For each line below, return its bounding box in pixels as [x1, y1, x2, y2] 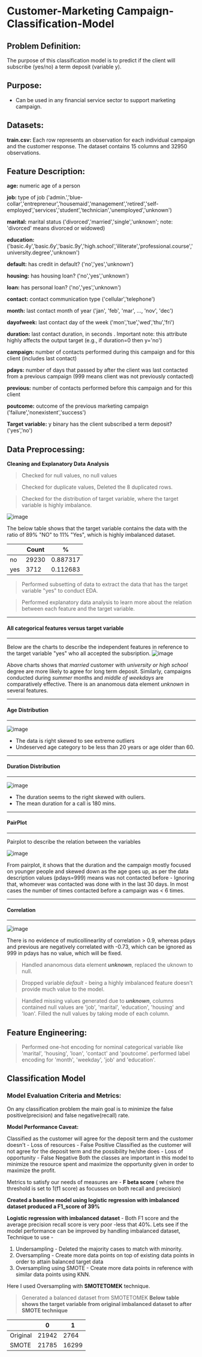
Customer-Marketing [7, 4, 114, 18]
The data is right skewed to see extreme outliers [15, 737, 135, 744]
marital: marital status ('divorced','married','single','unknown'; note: [7, 218, 173, 226]
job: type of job [7, 194, 46, 201]
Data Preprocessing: [7, 444, 86, 455]
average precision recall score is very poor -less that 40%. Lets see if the [7, 1221, 188, 1228]
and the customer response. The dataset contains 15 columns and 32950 [7, 142, 188, 150]
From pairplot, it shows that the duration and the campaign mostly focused [7, 862, 191, 869]
